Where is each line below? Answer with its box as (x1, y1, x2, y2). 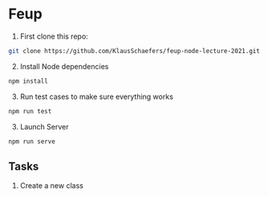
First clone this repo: (19, 31, 88, 41)
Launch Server (19, 121, 69, 131)
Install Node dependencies (19, 61, 109, 71)
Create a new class (19, 181, 84, 191)
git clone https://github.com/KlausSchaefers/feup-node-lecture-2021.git (8, 47, 261, 55)
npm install (8, 77, 48, 85)
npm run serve (8, 137, 56, 146)
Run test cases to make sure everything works (19, 92, 174, 101)
